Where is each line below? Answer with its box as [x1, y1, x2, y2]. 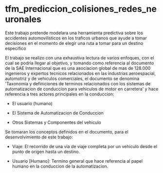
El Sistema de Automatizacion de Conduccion [12, 110, 104, 115]
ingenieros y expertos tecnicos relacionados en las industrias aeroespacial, [5, 70, 156, 76]
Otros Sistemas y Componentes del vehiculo [12, 119, 101, 125]
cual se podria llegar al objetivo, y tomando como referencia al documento [5, 60, 154, 66]
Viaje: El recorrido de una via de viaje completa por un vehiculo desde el [12, 143, 157, 149]
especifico [5, 45, 26, 51]
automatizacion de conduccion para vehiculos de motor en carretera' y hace [5, 86, 159, 92]
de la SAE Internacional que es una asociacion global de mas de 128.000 [5, 65, 151, 71]
